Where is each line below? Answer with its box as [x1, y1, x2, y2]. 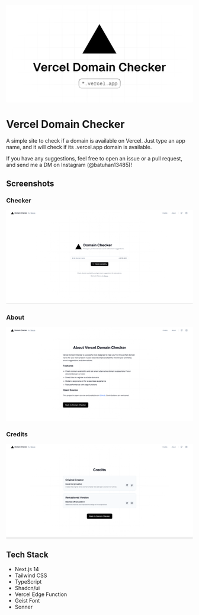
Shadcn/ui [14, 584, 40, 591]
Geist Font [14, 597, 40, 604]
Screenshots [6, 178, 54, 188]
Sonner [14, 603, 33, 610]
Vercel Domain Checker [6, 118, 125, 131]
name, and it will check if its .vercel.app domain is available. [6, 144, 152, 151]
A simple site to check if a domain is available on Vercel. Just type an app [6, 137, 185, 144]
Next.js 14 [14, 565, 40, 572]
